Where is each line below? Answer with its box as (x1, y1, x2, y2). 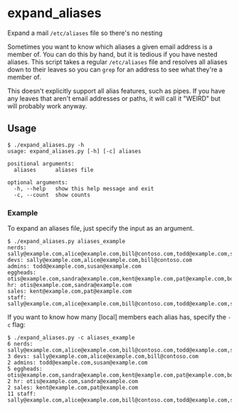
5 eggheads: (7, 365, 43, 372)
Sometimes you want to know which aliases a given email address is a (7, 42, 213, 51)
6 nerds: (7, 340, 33, 347)
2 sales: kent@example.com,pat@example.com (7, 384, 139, 392)
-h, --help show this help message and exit (14, 185, 154, 192)
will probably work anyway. (7, 101, 87, 110)
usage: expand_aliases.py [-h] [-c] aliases (7, 148, 142, 155)
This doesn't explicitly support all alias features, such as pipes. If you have (7, 86, 225, 95)
